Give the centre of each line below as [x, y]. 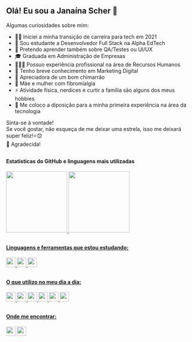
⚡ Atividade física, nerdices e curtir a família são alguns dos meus [95, 90]
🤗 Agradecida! [24, 144]
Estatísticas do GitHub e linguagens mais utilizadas [70, 161]
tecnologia [27, 111]
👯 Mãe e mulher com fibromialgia [55, 83]
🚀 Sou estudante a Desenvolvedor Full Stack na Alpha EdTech [90, 43]
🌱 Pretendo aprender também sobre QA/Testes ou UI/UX [84, 49]
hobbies [25, 98]
